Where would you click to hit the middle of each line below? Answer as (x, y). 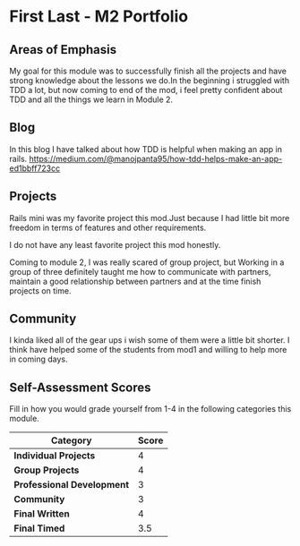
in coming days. (39, 359)
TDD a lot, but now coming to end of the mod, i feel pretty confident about (146, 90)
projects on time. (40, 290)
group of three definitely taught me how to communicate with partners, (140, 271)
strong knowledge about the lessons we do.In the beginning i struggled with (149, 81)
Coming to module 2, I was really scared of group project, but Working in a (147, 262)
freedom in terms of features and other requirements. (108, 227)
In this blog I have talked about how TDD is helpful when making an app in (146, 149)
